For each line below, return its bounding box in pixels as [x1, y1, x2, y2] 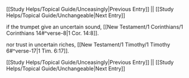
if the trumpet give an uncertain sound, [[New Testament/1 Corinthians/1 [6, 24, 184, 30]
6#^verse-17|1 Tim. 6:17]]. [6, 47, 70, 54]
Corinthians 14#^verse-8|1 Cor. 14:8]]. [6, 30, 100, 37]
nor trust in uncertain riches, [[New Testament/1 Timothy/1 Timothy [6, 41, 171, 48]
